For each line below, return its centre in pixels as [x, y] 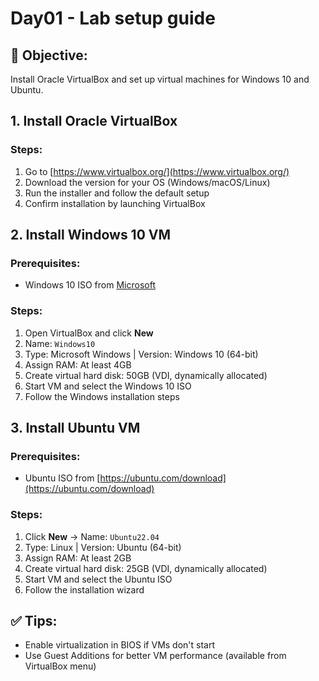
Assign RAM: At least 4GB [78, 364]
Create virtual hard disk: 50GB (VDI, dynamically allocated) [146, 375]
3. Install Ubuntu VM [75, 428]
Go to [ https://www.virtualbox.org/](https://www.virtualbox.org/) [157, 171]
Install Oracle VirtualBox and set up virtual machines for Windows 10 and [160, 79]
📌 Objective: [49, 55]
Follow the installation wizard [84, 589]
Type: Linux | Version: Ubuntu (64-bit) [103, 547]
